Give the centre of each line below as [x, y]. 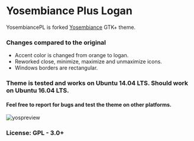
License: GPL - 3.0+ [35, 133]
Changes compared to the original [56, 42]
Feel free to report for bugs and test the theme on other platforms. [89, 104]
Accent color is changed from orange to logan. [72, 55]
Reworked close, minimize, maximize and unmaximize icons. [88, 62]
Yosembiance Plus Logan [69, 11]
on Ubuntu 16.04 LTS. [38, 91]
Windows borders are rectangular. [56, 68]
